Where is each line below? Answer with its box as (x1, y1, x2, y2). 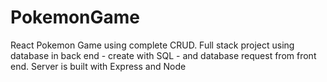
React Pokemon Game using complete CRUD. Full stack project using (10, 39, 295, 51)
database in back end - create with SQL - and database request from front (10, 49, 317, 61)
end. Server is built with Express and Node (10, 60, 187, 72)
